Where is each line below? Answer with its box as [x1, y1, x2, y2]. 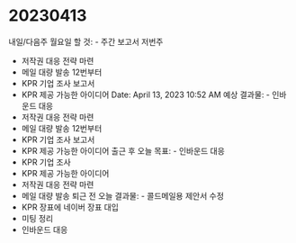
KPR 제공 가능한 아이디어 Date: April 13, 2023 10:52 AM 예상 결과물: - [21, 89, 271, 100]
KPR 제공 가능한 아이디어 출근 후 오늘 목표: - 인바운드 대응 [21, 145, 226, 156]
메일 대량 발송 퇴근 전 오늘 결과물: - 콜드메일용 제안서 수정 [21, 190, 224, 201]
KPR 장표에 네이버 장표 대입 [21, 202, 119, 212]
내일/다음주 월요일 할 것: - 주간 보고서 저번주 [8, 36, 164, 47]
